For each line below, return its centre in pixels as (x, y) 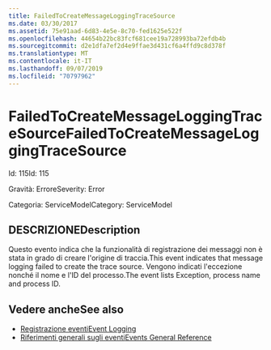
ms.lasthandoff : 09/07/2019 (56, 69)
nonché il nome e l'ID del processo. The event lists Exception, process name (134, 275)
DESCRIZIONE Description (74, 230)
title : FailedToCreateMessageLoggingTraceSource (92, 16)
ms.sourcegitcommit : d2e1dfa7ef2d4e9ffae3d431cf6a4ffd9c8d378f (117, 46)
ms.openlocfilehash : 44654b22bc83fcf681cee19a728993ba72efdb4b (117, 38)
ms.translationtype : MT (49, 53)
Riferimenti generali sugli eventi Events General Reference (116, 338)
